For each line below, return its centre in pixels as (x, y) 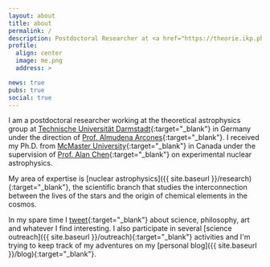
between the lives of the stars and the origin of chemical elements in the (128, 196)
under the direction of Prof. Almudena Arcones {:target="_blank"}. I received (134, 138)
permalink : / (30, 31)
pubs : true (27, 90)
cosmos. (22, 204)
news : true (27, 82)
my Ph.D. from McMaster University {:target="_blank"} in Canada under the (132, 146)
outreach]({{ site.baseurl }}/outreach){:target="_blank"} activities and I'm (129, 237)
